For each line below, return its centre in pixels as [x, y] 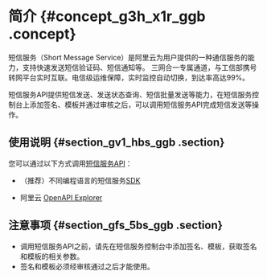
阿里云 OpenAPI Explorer [61, 197]
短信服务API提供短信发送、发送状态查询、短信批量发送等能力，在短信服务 [130, 94]
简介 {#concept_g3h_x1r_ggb [107, 16]
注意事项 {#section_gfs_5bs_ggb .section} [116, 226]
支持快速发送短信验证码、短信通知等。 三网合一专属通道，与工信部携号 [140, 67]
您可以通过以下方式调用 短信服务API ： [70, 163]
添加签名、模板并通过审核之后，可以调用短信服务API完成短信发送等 [141, 105]
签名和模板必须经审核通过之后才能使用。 [87, 266]
